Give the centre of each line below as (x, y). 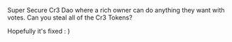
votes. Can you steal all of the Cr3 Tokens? (70, 17)
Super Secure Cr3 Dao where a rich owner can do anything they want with (116, 10)
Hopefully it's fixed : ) (39, 31)
